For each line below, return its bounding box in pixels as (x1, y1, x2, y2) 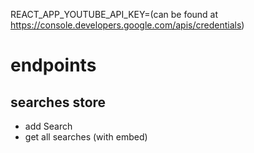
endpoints (10, 54, 97, 77)
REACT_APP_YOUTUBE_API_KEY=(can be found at (10, 9, 219, 20)
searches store (10, 94, 107, 111)
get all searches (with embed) (24, 131, 148, 143)
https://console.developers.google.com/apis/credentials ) (10, 19, 245, 31)
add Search (24, 120, 73, 132)
